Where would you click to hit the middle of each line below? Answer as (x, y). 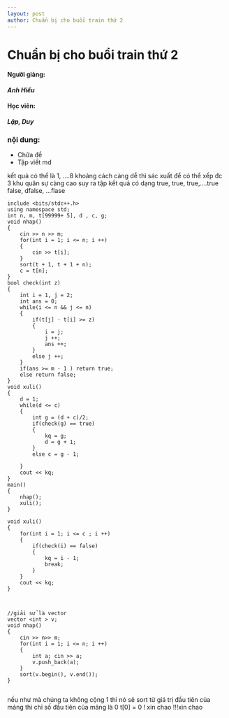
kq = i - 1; (62, 559)
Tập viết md (34, 162)
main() (17, 485)
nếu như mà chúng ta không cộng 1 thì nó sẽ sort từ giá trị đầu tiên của (109, 700)
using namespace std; (39, 210)
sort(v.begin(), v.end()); (59, 675)
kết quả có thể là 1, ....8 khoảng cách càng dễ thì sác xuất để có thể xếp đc (115, 176)
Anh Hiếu (21, 90)
